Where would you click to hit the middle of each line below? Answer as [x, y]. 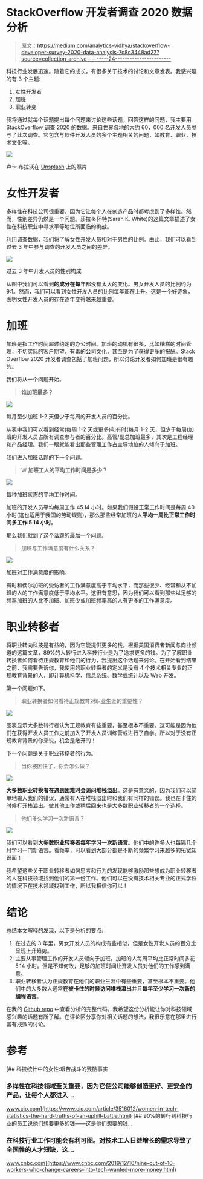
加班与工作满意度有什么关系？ [58, 548]
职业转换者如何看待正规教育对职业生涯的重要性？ [82, 701]
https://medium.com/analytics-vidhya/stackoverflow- [104, 45]
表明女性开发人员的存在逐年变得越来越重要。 [62, 299]
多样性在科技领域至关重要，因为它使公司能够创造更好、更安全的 [99, 1086]
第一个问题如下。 [27, 688]
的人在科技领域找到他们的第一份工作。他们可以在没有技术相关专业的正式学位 [101, 878]
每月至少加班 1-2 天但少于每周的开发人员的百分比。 [70, 416]
